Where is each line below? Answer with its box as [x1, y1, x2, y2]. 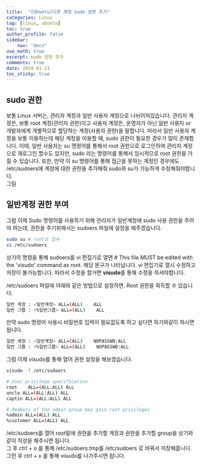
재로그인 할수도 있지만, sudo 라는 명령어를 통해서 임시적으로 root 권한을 [17, 150, 186, 157]
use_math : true [6, 48, 45, 54]
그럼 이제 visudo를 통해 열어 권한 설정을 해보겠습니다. [6, 355, 133, 363]
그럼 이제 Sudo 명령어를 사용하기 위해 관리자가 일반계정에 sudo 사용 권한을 [6, 216, 183, 224]
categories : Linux [6, 15, 53, 21]
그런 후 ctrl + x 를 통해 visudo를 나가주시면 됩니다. [6, 452, 126, 460]
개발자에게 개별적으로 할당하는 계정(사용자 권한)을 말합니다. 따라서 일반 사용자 [6, 127, 189, 134]
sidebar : [6, 37, 28, 43]
